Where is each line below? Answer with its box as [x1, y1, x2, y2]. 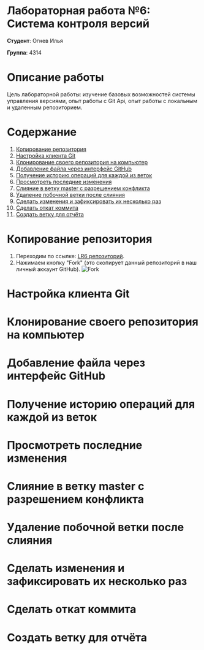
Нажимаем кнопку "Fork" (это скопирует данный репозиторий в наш [15, 259, 197, 266]
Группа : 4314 [7, 48, 42, 56]
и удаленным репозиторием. [7, 104, 83, 111]
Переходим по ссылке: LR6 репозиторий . [15, 252, 125, 259]
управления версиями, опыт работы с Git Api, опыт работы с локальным [7, 97, 198, 104]
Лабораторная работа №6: [7, 4, 151, 18]
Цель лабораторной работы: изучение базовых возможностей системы [7, 90, 195, 98]
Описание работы [7, 71, 104, 85]
